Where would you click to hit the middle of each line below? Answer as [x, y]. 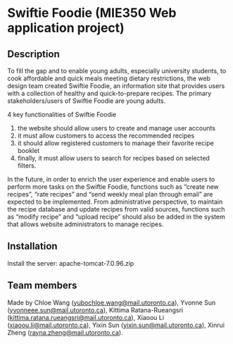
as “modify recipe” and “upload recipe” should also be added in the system [116, 217]
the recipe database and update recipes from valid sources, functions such [116, 209]
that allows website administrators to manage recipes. [86, 224]
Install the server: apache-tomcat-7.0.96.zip [71, 263]
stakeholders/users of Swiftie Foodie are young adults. [87, 101]
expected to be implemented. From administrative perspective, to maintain [115, 202]
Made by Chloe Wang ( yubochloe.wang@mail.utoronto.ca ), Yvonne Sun [112, 302]
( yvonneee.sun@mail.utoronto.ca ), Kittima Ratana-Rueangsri [95, 310]
